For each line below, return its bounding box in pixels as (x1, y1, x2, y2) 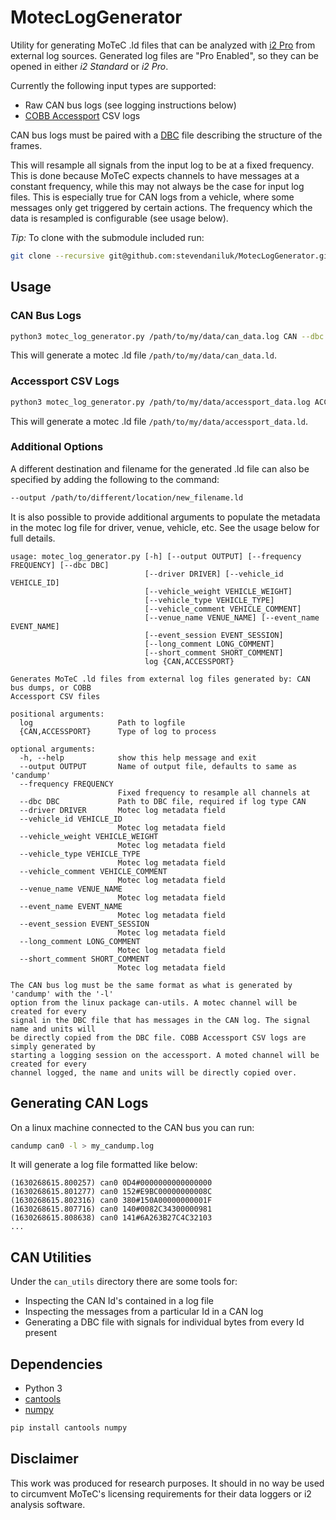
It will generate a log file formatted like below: (10, 1159, 198, 1171)
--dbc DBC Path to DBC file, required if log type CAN (19, 796, 307, 806)
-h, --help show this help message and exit (19, 752, 257, 763)
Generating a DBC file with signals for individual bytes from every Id (24, 1316, 305, 1328)
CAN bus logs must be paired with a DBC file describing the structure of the (10, 129, 323, 141)
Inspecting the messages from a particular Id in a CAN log (24, 1306, 264, 1318)
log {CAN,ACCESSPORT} (144, 656, 235, 666)
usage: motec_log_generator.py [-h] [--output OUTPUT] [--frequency (10, 551, 302, 561)
